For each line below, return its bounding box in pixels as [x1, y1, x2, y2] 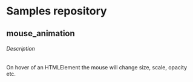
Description [6, 45, 35, 52]
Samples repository [6, 4, 107, 18]
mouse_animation [6, 28, 76, 39]
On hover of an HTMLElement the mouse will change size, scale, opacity [6, 63, 188, 71]
